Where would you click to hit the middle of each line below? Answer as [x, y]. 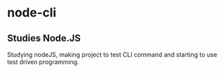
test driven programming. [43, 62]
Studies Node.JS [44, 38]
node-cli [32, 13]
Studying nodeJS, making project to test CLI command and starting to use [112, 54]
